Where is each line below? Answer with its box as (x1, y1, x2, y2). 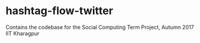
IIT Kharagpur (5, 29, 40, 37)
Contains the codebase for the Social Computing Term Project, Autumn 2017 (5, 24, 194, 31)
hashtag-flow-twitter (5, 4, 113, 18)
